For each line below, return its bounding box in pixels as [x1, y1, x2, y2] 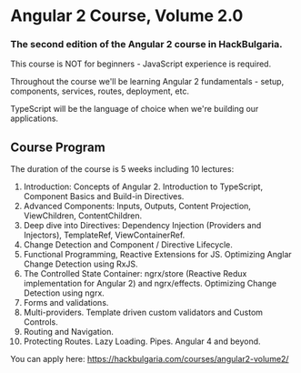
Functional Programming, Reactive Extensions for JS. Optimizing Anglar [23, 249, 292, 260]
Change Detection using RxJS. [23, 258, 139, 269]
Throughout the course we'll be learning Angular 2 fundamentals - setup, [10, 76, 285, 87]
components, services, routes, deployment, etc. [10, 86, 190, 96]
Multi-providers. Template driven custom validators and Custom [23, 307, 263, 318]
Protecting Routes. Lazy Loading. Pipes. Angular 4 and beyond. [23, 336, 262, 347]
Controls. [23, 317, 58, 328]
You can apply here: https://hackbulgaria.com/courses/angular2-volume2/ [10, 354, 289, 365]
